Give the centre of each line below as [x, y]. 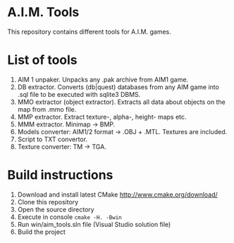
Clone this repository [48, 202]
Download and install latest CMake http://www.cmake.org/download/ [118, 195]
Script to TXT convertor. [53, 139]
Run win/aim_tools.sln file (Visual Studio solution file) [94, 224]
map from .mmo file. [47, 109]
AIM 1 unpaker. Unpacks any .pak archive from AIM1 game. [103, 79]
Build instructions [60, 175]
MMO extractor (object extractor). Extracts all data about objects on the [121, 102]
